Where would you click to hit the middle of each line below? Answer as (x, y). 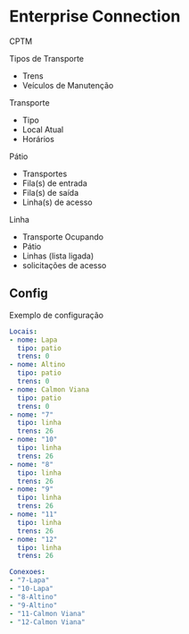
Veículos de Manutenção (68, 85)
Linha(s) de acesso (57, 202)
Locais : (24, 331)
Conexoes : (28, 572)
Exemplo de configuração (57, 315)
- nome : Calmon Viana (49, 389)
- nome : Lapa (33, 340)
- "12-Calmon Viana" (48, 622)
